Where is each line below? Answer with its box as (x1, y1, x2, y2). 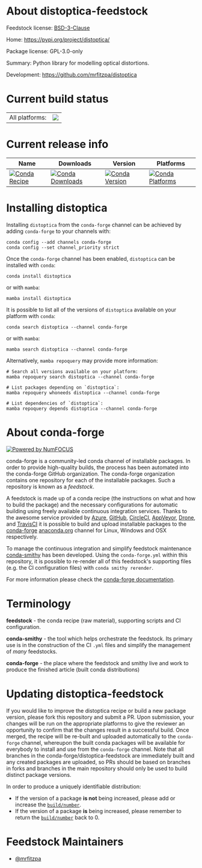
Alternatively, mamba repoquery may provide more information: (6, 357, 158, 364)
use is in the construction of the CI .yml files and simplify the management (6, 641, 191, 648)
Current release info (6, 138, 109, 152)
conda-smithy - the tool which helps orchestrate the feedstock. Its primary (6, 635, 193, 642)
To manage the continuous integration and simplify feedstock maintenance (6, 544, 192, 552)
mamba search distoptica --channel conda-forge (6, 346, 128, 353)
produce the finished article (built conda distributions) (6, 666, 140, 673)
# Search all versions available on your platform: (6, 368, 138, 375)
